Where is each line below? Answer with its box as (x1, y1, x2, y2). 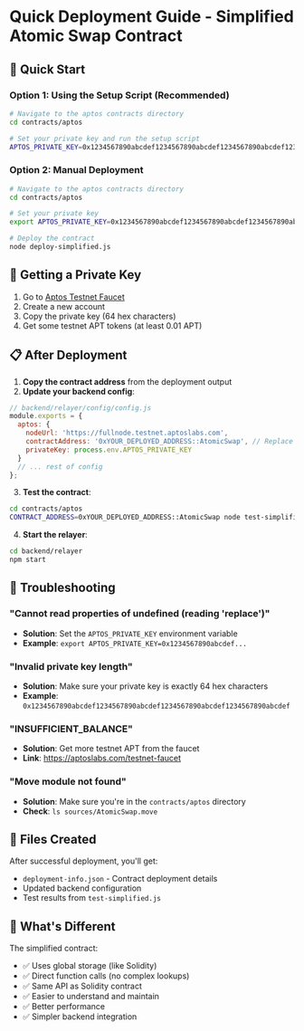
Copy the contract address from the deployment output (22, 376, 233, 387)
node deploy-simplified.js (9, 243, 111, 252)
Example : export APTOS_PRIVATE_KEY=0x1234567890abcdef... (22, 637, 247, 648)
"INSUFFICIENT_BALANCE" (9, 722, 134, 735)
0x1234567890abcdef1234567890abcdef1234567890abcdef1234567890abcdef (22, 702, 291, 711)
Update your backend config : (22, 386, 136, 396)
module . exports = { (9, 412, 83, 421)
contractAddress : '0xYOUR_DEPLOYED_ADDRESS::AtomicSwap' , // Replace (25, 437, 294, 446)
